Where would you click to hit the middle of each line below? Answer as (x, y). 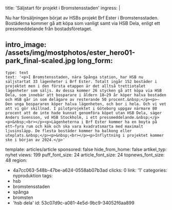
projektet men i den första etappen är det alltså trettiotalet (75, 86)
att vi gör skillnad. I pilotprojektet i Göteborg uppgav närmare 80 (81, 108)
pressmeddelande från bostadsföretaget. (49, 29)
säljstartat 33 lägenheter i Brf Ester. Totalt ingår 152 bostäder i (81, 81)
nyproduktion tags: (33, 175)
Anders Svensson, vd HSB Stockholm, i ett (51, 117)
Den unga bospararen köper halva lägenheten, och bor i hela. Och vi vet (86, 104)
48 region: (16, 160)
